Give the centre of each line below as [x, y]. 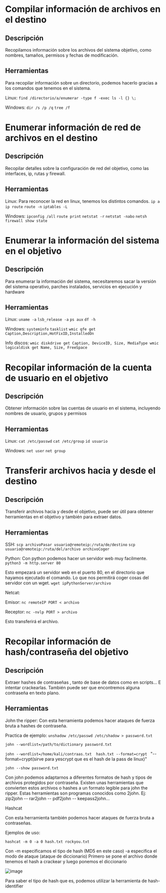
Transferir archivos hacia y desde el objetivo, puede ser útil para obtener [79, 512]
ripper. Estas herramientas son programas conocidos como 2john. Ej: [76, 793]
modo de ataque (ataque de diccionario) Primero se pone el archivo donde [81, 856]
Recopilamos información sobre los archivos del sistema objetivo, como [78, 50]
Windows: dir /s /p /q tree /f [38, 107]
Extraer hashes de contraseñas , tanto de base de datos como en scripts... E [83, 682]
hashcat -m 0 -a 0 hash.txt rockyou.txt [48, 842]
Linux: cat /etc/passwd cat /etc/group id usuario [56, 441]
